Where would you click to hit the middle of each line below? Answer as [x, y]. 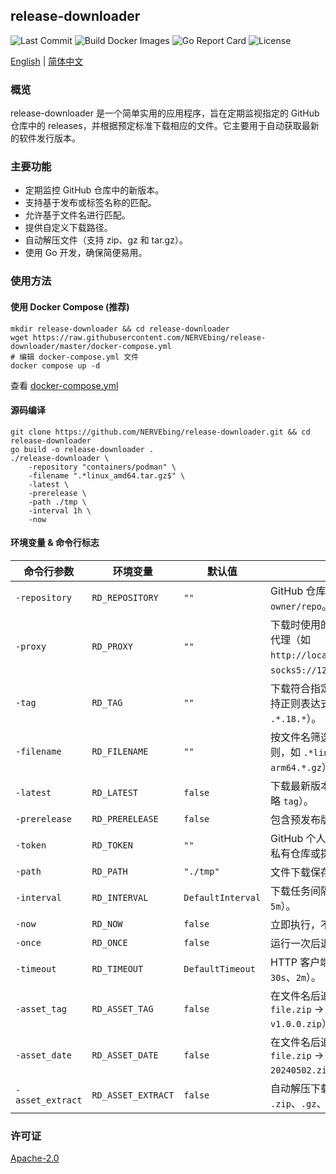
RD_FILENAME [120, 751]
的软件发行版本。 [45, 138]
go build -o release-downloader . [82, 449]
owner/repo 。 [301, 606]
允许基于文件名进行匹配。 [77, 215]
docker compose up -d [55, 365]
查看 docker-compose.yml [64, 385]
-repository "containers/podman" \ [102, 467]
